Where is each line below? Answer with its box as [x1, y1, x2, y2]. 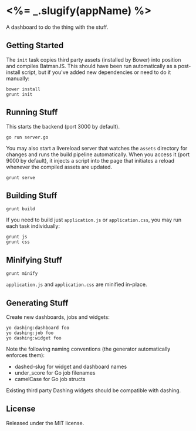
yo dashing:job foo [6, 330, 54, 336]
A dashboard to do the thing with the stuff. [6, 23, 109, 31]
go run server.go [6, 134, 49, 140]
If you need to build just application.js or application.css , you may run [6, 216, 182, 224]
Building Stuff [6, 190, 58, 200]
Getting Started [6, 41, 64, 50]
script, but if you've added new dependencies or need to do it [21, 69, 171, 76]
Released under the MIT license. [6, 419, 85, 426]
